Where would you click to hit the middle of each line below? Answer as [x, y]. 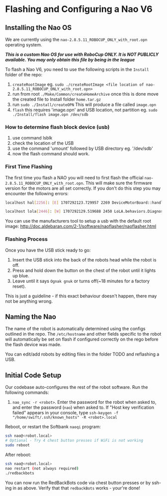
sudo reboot [17, 445]
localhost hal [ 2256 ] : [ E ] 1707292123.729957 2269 [58, 203]
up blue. [21, 275]
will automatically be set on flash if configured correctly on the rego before [82, 339]
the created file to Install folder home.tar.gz [56, 99]
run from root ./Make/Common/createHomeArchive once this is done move [85, 94]
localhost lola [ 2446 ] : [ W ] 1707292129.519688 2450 [59, 212]
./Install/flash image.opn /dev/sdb [50, 115]
